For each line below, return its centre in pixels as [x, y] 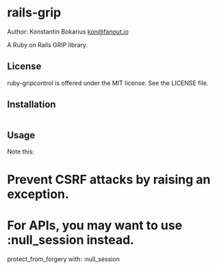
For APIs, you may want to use [95, 225]
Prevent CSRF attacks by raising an [109, 179]
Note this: [21, 151]
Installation [31, 105]
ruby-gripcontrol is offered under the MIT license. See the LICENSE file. [108, 83]
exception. [38, 194]
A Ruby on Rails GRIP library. [47, 45]
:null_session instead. [71, 240]
